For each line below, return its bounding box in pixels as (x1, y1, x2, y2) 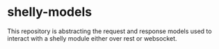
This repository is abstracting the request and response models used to (7, 27, 212, 35)
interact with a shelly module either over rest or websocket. (7, 34, 177, 42)
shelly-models (7, 4, 92, 20)
